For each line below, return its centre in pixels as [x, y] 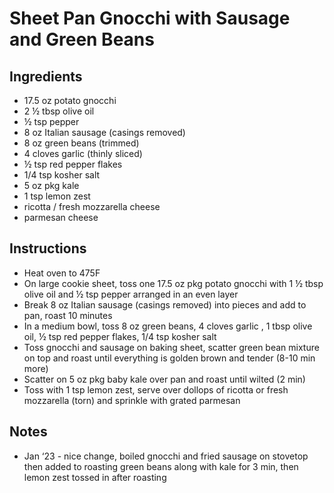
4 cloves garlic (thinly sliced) [83, 153]
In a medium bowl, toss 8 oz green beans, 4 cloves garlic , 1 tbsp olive [168, 326]
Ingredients [46, 76]
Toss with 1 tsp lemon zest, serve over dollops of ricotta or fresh [156, 389]
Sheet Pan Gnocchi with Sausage [150, 18]
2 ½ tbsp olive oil [59, 111]
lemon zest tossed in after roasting [95, 477]
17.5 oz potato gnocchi [70, 100]
